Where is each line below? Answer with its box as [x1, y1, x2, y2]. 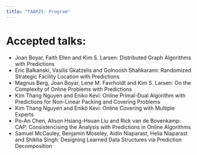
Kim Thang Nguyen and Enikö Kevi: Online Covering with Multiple [14, 105, 175, 112]
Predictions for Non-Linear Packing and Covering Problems [14, 98, 161, 105]
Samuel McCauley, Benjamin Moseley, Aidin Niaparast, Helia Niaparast [14, 129, 188, 137]
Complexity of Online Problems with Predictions [14, 86, 132, 93]
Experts [14, 110, 34, 118]
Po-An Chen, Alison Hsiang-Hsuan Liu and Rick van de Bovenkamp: [14, 117, 182, 124]
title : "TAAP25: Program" [6, 8, 70, 15]
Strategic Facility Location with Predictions [14, 72, 120, 80]
